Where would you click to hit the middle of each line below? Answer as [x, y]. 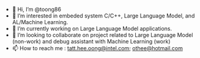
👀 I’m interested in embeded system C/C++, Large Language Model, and [103, 16]
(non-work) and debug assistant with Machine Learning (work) [91, 41]
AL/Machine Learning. [40, 22]
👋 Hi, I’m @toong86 [36, 9]
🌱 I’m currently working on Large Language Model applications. [92, 28]
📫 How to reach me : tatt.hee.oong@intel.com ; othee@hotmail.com [98, 48]
